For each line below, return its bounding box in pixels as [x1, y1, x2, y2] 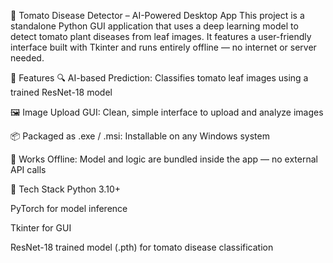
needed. [10, 52, 45, 64]
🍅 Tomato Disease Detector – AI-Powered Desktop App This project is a [10, 10, 305, 21]
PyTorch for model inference [10, 203, 128, 214]
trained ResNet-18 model [10, 86, 113, 98]
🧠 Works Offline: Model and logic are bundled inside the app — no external [10, 153, 318, 165]
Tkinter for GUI [10, 222, 72, 234]
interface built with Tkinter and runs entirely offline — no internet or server [10, 41, 317, 53]
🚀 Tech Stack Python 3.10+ [10, 183, 121, 195]
